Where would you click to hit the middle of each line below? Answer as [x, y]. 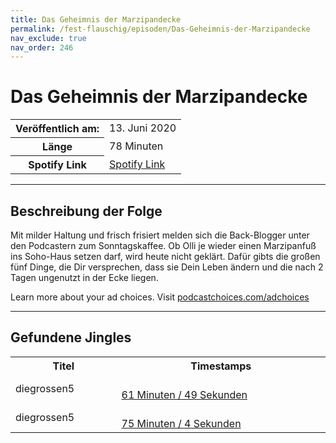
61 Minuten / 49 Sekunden [184, 394]
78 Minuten [136, 146]
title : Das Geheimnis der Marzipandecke [96, 19]
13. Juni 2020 [143, 128]
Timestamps [221, 366]
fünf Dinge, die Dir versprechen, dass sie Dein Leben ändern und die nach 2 [167, 267]
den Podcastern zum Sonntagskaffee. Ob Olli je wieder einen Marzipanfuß [163, 245]
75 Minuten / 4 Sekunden [181, 423]
